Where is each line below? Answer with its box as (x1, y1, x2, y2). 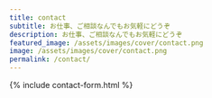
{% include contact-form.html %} (9, 80, 134, 90)
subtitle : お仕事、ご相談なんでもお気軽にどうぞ (9, 22, 171, 31)
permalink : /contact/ (9, 55, 91, 64)
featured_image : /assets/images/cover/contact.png (9, 38, 204, 48)
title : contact (9, 13, 67, 22)
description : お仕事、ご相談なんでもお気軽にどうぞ (9, 30, 183, 39)
